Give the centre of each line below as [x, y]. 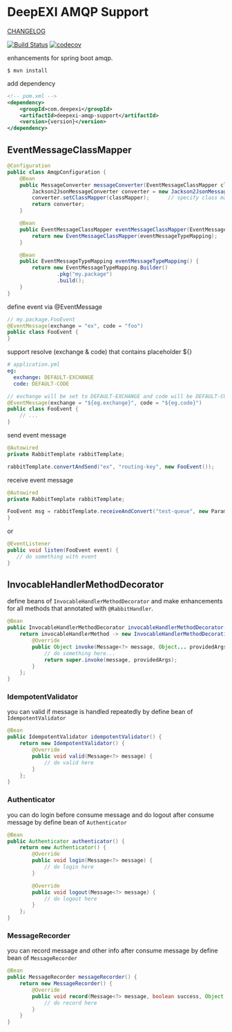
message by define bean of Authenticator [67, 822]
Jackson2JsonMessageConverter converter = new [100, 191]
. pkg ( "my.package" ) [84, 274]
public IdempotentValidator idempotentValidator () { [85, 737]
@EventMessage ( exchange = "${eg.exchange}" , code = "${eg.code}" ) [105, 403]
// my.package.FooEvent [41, 319]
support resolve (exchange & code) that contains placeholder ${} [99, 352]
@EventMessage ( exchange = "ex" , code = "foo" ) [75, 326]
